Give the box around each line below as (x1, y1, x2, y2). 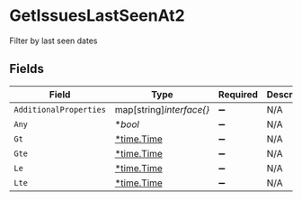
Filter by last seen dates (9, 35, 98, 46)
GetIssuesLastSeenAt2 (9, 5, 186, 26)
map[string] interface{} (114, 103, 210, 115)
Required (218, 87, 259, 100)
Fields (9, 61, 45, 77)
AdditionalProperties (13, 105, 106, 114)
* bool (114, 118, 139, 131)
